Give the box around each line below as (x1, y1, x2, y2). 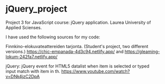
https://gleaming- (124, 49, 160, 54)
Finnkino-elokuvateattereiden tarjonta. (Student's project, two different (5, 43, 148, 49)
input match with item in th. (5, 68, 61, 74)
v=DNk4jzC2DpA (5, 73, 40, 79)
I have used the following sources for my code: (5, 34, 100, 40)
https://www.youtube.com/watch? (61, 68, 130, 74)
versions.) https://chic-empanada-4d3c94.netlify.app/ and (5, 49, 124, 54)
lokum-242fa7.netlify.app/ (5, 53, 58, 59)
